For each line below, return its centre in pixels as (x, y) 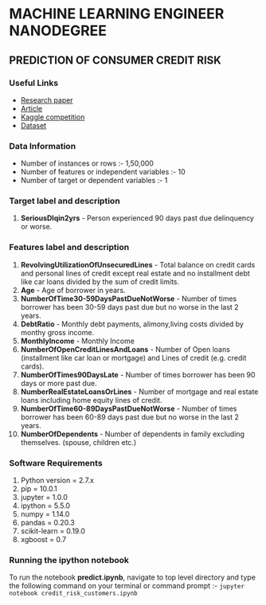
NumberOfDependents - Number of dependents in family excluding (133, 434)
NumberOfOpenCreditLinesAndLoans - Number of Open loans (125, 349)
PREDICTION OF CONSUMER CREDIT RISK (115, 60)
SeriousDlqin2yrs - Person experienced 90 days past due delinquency (137, 218)
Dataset (33, 125)
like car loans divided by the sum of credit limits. (100, 281)
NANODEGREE (58, 31)
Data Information (43, 146)
